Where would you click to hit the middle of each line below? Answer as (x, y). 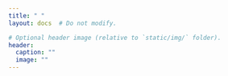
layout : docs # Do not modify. (62, 23)
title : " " (27, 16)
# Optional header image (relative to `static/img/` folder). (115, 38)
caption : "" (36, 53)
